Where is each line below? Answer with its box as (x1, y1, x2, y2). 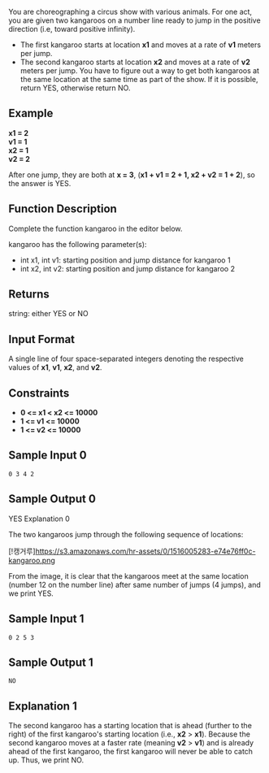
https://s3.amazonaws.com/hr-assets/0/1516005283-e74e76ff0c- (35, 546, 256, 556)
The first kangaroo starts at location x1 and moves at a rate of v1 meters (20, 40, 262, 50)
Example (8, 106, 54, 120)
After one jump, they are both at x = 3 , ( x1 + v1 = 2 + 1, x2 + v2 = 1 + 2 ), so (8, 170, 256, 180)
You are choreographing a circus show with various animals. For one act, (8, 7, 253, 16)
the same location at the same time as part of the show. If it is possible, (20, 75, 258, 84)
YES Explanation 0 (8, 514, 71, 523)
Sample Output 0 (8, 492, 96, 506)
